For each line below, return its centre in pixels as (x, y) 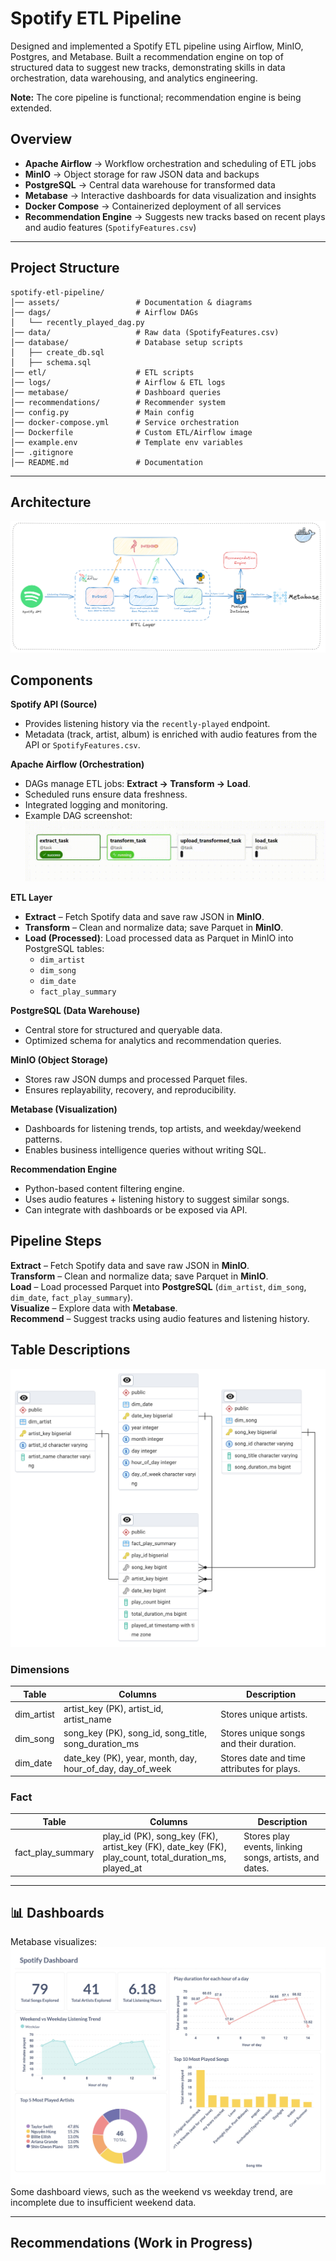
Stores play (266, 1836)
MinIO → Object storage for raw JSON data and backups (142, 174)
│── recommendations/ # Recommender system (118, 402)
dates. (256, 1868)
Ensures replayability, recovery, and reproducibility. (130, 1089)
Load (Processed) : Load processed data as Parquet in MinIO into (159, 938)
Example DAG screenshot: (78, 816)
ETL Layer (31, 897)
